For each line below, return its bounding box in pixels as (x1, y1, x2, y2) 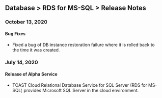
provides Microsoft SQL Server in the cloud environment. (24, 87, 139, 93)
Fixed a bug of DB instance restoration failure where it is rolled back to (12, 42, 155, 48)
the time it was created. (12, 47, 60, 53)
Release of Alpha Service (5, 71, 58, 77)
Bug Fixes (5, 30, 26, 36)
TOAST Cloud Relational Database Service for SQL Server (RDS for (12, 82, 147, 88)
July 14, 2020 (5, 59, 38, 66)
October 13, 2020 (5, 19, 48, 25)
